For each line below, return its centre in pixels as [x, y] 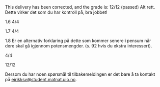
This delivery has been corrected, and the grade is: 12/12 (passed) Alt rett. [80, 7]
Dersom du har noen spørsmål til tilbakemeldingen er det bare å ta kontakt [80, 74]
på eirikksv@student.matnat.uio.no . [41, 79]
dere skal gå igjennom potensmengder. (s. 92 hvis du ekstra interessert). [79, 46]
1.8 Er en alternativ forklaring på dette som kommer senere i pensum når [78, 41]
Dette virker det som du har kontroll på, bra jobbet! [56, 12]
